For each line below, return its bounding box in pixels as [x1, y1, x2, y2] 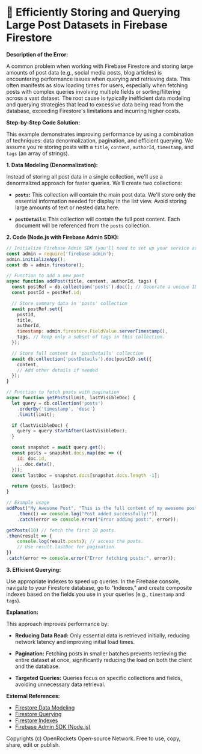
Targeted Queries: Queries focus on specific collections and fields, [14, 674, 182, 681]
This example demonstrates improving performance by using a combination [6, 130, 194, 138]
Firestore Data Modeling [14, 703, 75, 711]
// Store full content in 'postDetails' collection [11, 350, 144, 357]
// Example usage [6, 500, 50, 506]
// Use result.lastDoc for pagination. [17, 544, 117, 550]
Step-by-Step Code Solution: [6, 118, 81, 126]
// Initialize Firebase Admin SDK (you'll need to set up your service [6, 245, 189, 251]
